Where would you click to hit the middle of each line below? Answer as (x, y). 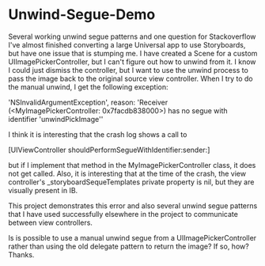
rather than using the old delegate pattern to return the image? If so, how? (129, 246)
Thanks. (21, 254)
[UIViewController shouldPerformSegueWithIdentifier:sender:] (109, 150)
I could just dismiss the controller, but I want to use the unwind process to (129, 70)
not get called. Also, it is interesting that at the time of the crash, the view (127, 173)
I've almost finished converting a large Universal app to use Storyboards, (127, 44)
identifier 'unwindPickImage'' (56, 119)
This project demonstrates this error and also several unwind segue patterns (133, 205)
